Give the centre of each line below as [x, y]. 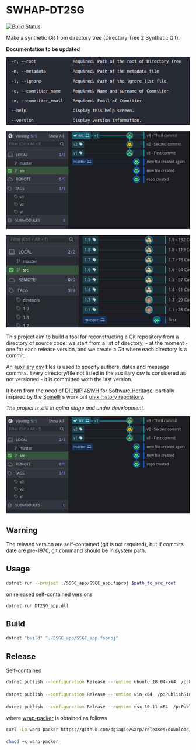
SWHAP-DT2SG [45, 10]
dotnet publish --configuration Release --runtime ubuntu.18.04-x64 [91, 682]
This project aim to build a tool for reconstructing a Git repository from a [92, 337]
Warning [22, 530]
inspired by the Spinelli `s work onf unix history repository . [75, 396]
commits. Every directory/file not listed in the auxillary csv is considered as [96, 373]
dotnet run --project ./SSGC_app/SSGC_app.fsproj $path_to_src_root [91, 583]
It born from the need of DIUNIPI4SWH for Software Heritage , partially [90, 391]
